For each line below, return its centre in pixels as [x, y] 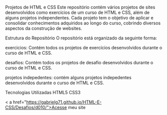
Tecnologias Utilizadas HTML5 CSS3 [43, 92]
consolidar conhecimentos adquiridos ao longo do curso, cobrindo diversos [83, 23]
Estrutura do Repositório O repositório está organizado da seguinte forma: [81, 38]
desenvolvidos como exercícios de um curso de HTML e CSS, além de [77, 12]
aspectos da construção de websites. [44, 28]
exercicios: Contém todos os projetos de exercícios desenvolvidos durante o [84, 48]
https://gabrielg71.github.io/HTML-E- [64, 102]
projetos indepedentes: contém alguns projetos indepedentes [68, 77]
